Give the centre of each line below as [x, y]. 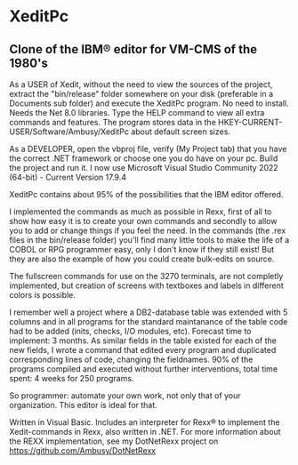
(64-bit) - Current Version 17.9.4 [68, 177]
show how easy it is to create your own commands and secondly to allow [143, 221]
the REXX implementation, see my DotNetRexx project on [114, 441]
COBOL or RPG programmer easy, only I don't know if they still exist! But [142, 249]
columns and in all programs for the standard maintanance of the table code [149, 321]
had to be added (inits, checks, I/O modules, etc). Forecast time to [130, 331]
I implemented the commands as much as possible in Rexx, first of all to [141, 212]
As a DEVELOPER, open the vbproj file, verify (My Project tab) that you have [148, 149]
